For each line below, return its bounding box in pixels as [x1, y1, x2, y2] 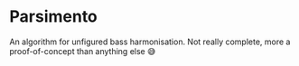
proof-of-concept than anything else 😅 [9, 45, 156, 56]
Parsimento [9, 6, 98, 27]
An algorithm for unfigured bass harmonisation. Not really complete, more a [9, 36, 291, 47]
